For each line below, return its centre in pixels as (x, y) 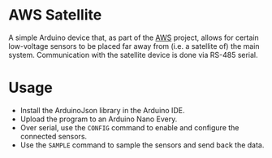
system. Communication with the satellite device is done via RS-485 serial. (133, 55)
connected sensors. (54, 136)
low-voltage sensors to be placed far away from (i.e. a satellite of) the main (134, 46)
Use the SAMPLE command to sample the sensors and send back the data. (142, 145)
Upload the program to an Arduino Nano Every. (99, 119)
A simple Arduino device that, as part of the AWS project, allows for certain (134, 37)
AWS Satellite (55, 15)
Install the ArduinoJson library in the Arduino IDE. (102, 110)
